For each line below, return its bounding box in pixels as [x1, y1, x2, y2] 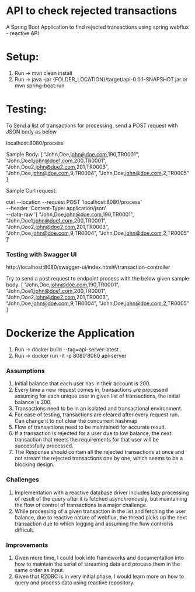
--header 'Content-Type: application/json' [6, 204, 107, 211]
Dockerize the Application [6, 327, 135, 340]
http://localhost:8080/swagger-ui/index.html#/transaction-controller [6, 264, 170, 271]
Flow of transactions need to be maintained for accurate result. [14, 423, 166, 431]
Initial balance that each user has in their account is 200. [14, 380, 151, 387]
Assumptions [6, 367, 45, 375]
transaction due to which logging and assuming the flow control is [14, 520, 173, 527]
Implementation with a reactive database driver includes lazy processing [14, 489, 189, 496]
